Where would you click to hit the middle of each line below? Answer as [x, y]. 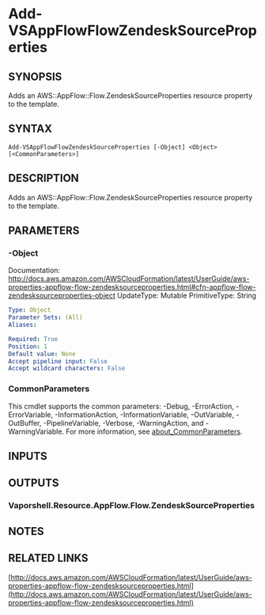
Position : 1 [28, 346]
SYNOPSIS [35, 76]
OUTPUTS [34, 483]
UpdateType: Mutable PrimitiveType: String [187, 296]
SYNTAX [30, 129]
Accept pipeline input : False [58, 361]
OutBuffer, [25, 423]
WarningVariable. [36, 431]
